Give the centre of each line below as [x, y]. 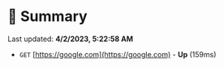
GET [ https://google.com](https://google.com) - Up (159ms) [118, 54]
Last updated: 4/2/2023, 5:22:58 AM [70, 39]
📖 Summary [47, 17]
